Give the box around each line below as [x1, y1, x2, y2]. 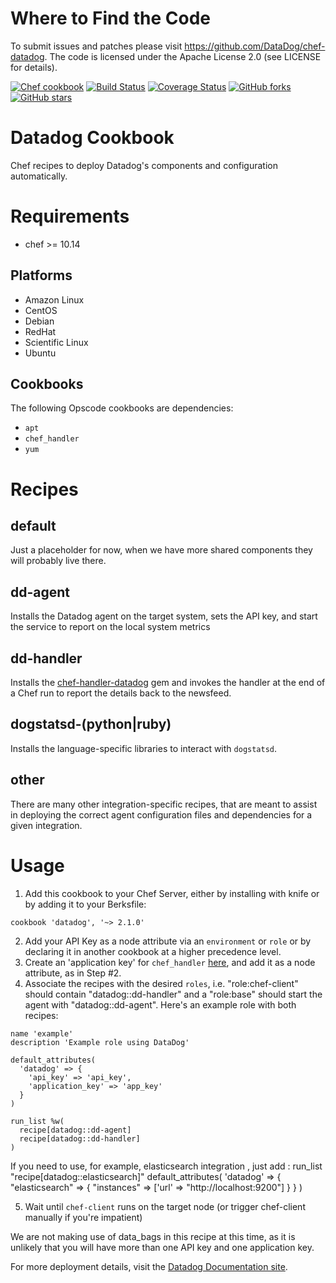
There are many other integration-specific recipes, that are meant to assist [10, 798, 318, 810]
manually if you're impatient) [24, 1211, 143, 1223]
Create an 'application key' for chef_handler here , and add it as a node [24, 956, 316, 968]
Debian [24, 315, 55, 327]
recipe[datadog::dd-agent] [19, 1125, 132, 1135]
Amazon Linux [24, 293, 85, 306]
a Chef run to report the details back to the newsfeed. [10, 687, 232, 699]
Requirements [10, 205, 130, 228]
